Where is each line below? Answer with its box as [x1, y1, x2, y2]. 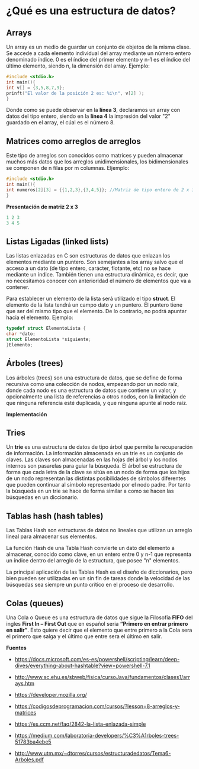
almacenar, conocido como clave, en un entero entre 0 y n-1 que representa [6, 551, 191, 558]
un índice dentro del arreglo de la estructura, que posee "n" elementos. [6, 557, 181, 564]
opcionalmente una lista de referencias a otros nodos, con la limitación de [6, 392, 187, 400]
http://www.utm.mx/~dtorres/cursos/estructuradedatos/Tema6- [14, 750, 171, 757]
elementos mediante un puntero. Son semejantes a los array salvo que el [6, 259, 184, 266]
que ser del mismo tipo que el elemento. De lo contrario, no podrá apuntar [6, 308, 187, 315]
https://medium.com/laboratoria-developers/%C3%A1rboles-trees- [14, 732, 179, 739]
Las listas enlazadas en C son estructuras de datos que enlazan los [6, 252, 171, 259]
